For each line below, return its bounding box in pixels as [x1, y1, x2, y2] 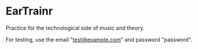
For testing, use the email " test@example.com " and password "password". [5, 36, 193, 43]
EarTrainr [5, 4, 53, 18]
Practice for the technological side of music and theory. [5, 24, 145, 31]
